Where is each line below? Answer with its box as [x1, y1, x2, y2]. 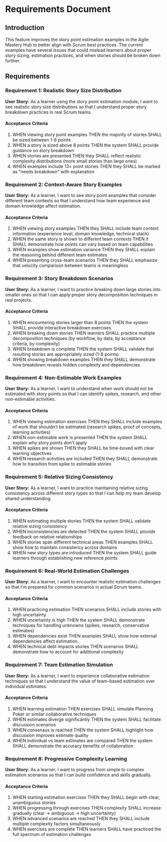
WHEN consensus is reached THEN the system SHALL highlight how [12, 727, 154, 733]
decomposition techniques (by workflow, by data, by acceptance [12, 335, 146, 341]
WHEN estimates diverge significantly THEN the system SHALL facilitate [12, 716, 161, 722]
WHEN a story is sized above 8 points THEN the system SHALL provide [12, 142, 159, 148]
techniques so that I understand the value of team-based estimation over [5, 678, 155, 684]
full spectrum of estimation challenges [12, 832, 91, 838]
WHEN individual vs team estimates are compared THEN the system [12, 737, 153, 743]
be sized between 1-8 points [12, 137, 71, 143]
